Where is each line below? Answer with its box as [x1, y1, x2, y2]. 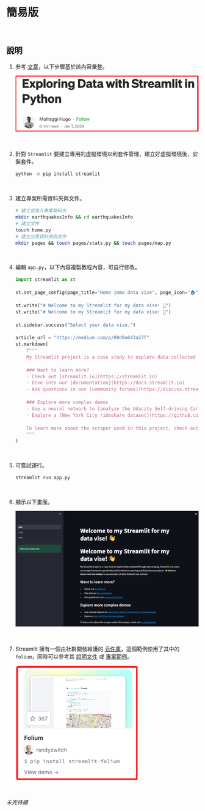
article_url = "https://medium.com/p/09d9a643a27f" [15, 335, 149, 341]
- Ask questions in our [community [26, 386, 117, 392]
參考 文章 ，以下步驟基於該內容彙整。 [15, 62, 108, 70]
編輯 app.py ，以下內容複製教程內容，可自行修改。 [15, 264, 140, 271]
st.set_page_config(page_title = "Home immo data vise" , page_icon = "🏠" [15, 290, 198, 296]
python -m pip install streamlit [15, 171, 101, 178]
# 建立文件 [15, 220, 40, 226]
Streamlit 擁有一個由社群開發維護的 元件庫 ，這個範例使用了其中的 [15, 645, 180, 652]
